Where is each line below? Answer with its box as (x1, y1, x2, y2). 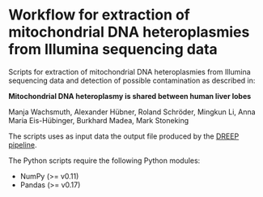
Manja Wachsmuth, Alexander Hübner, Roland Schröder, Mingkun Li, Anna (8, 107, 257, 117)
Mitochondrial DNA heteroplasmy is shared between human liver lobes (8, 91, 252, 101)
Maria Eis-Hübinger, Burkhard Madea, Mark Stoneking (8, 115, 189, 125)
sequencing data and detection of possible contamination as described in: (8, 75, 256, 85)
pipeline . (8, 139, 37, 149)
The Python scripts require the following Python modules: (8, 156, 201, 165)
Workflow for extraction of (8, 6, 190, 24)
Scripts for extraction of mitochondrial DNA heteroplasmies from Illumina (8, 66, 251, 76)
